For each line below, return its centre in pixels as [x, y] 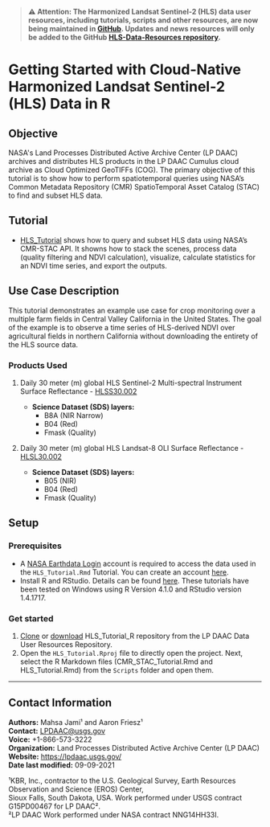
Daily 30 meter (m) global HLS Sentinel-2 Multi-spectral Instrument [131, 383]
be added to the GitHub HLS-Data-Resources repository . [124, 37]
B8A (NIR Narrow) [74, 415]
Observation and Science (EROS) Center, [76, 789]
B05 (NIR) [60, 481]
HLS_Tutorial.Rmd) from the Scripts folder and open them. [117, 669]
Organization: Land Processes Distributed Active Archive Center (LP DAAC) [134, 747]
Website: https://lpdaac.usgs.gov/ [65, 756]
